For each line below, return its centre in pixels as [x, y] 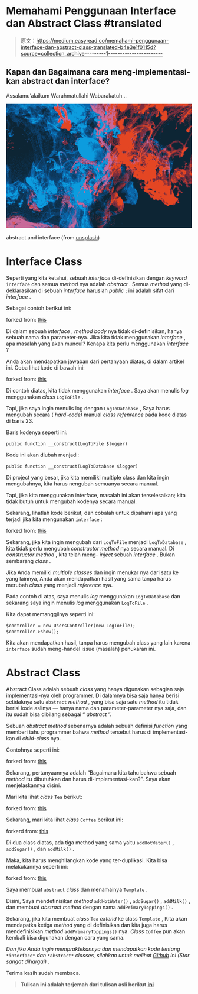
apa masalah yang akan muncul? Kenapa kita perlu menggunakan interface [98, 344]
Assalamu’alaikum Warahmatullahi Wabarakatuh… [66, 95]
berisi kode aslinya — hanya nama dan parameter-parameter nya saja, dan [96, 708]
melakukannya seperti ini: [37, 866]
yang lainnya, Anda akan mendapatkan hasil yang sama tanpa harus [89, 578]
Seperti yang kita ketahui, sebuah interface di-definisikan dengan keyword [97, 278]
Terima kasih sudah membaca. [43, 973]
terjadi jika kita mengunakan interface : [54, 519]
